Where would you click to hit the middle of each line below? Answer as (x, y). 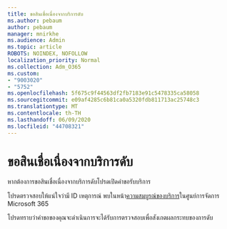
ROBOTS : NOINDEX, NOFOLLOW (47, 54)
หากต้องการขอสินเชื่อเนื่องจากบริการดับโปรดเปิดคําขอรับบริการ (79, 181)
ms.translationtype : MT (43, 107)
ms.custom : (24, 73)
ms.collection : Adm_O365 (44, 67)
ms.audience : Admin (36, 41)
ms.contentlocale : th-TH (44, 113)
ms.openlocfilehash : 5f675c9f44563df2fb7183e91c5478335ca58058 (104, 93)
